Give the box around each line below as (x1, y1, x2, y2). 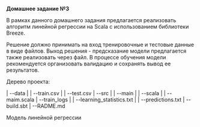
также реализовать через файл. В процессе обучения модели (6, 54, 166, 61)
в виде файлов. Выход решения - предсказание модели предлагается (6, 47, 187, 55)
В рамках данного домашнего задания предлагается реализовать (6, 17, 177, 23)
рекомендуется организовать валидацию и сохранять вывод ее (6, 60, 171, 67)
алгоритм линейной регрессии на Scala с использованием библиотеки (6, 23, 189, 30)
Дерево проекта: (6, 78, 50, 85)
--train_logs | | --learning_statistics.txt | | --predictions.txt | (38, 96, 185, 103)
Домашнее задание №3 (6, 5, 70, 12)
